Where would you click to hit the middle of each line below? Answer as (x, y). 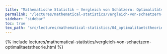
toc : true (15, 23)
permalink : (16, 14)
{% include (16, 42)
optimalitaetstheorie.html (31, 47)
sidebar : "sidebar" (25, 19)
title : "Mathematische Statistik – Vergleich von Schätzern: (70, 10)
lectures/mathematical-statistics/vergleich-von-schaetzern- (90, 42)
